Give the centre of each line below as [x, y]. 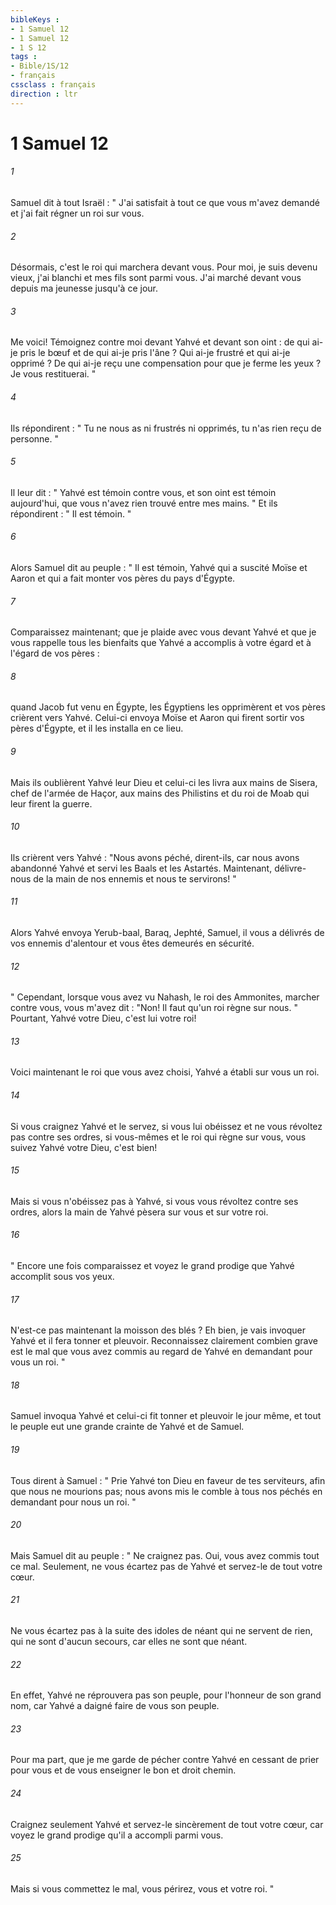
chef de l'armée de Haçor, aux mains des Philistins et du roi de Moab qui [160, 793]
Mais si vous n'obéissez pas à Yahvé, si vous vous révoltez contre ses [154, 1201]
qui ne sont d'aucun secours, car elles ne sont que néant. [129, 1642]
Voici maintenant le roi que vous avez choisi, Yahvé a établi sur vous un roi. [165, 1072]
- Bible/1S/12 [40, 66]
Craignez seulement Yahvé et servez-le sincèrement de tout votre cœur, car [167, 1824]
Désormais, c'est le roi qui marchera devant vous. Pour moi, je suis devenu [164, 267]
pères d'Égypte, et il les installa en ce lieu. [97, 728]
